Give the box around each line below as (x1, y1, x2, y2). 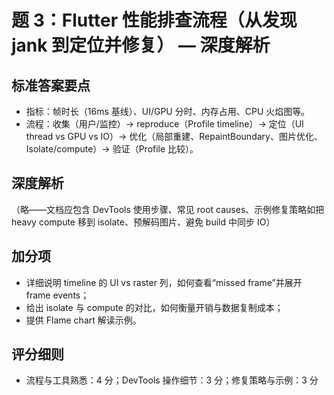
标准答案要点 (11, 77, 91, 94)
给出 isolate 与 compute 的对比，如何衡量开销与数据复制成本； (25, 301, 284, 313)
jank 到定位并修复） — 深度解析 (11, 34, 271, 57)
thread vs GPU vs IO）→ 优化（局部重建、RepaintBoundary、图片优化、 (25, 131, 323, 142)
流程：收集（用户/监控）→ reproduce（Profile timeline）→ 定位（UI (25, 118, 304, 130)
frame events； (25, 289, 90, 301)
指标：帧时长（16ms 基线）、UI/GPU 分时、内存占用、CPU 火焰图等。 (25, 106, 311, 117)
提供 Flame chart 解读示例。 (25, 314, 142, 326)
